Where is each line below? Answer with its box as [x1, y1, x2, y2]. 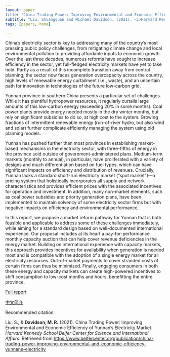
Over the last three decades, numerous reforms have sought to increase [5, 56, 156, 62]
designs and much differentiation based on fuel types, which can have [5, 162, 152, 168]
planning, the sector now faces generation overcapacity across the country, [5, 72, 163, 78]
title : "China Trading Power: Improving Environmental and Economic [5, 12, 153, 17]
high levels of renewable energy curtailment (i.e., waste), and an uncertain [5, 77, 160, 84]
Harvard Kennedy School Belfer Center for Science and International [5, 330, 149, 336]
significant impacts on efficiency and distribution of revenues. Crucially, [5, 167, 155, 173]
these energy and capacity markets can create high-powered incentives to [5, 268, 161, 274]
